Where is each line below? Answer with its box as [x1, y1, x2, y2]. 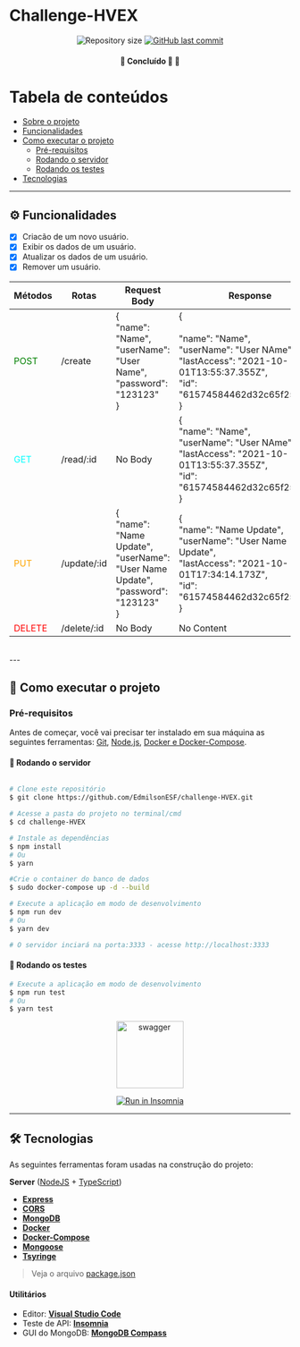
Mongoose [21, 1241, 64, 1252]
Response [228, 289, 272, 301]
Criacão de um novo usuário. [21, 232, 129, 242]
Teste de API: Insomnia [21, 1318, 109, 1329]
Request [124, 284, 162, 296]
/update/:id [61, 556, 107, 569]
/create [61, 354, 92, 367]
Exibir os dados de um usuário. [21, 241, 137, 252]
